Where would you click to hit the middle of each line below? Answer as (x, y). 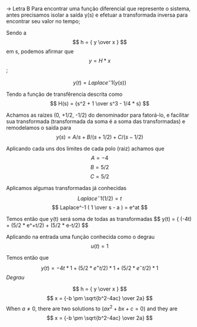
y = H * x (100, 61)
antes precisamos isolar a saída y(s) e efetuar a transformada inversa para (97, 15)
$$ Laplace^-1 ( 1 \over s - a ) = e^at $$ (100, 207)
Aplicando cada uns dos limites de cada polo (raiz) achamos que (85, 148)
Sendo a (16, 33)
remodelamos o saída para (39, 127)
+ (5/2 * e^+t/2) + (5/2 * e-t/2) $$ (47, 225)
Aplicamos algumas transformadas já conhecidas (66, 188)
